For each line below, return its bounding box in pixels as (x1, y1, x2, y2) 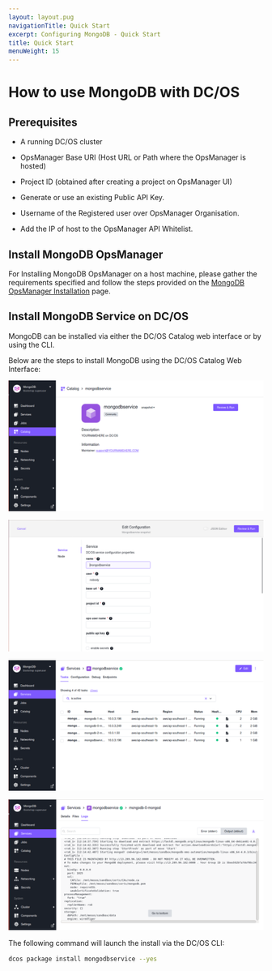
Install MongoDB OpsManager (8, 247, 164, 261)
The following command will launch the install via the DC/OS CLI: (8, 939, 225, 948)
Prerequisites (8, 115, 78, 129)
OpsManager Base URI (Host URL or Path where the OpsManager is (19, 152, 247, 162)
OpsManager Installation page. (8, 286, 111, 296)
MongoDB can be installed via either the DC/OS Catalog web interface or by (8, 331, 261, 340)
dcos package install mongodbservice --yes (8, 955, 158, 964)
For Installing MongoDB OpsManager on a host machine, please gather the (8, 268, 257, 279)
